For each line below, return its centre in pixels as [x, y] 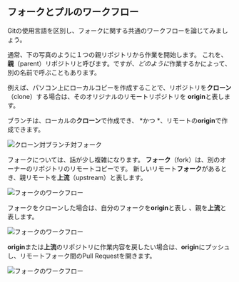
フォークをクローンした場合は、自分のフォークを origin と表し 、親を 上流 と [117, 207]
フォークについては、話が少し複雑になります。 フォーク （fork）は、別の [114, 160]
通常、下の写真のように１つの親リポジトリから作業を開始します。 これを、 [117, 54]
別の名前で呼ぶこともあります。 [54, 72]
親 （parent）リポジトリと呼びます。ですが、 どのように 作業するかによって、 [119, 63]
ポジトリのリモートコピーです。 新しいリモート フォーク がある [129, 168]
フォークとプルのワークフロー [73, 12]
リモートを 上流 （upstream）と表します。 [86, 177]
